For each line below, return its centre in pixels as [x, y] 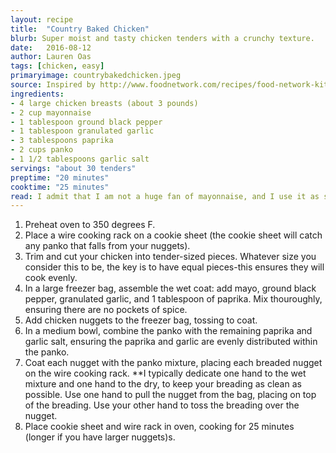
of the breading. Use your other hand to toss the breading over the [162, 405]
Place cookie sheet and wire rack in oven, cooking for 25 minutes [159, 427]
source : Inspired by [53, 85]
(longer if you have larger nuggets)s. [100, 437]
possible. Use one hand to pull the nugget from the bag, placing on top [170, 395]
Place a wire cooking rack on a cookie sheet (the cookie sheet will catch [173, 235]
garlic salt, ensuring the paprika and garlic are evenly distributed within [171, 342]
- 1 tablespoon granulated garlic [82, 131]
